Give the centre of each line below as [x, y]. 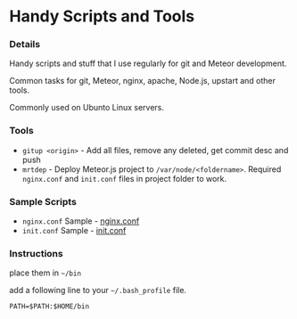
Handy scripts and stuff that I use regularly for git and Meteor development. [148, 63]
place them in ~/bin [45, 273]
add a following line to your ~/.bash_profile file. [98, 290]
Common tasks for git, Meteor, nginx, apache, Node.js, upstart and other [143, 81]
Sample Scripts [43, 201]
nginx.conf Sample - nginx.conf [81, 221]
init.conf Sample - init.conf [74, 231]
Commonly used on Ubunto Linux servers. [87, 108]
